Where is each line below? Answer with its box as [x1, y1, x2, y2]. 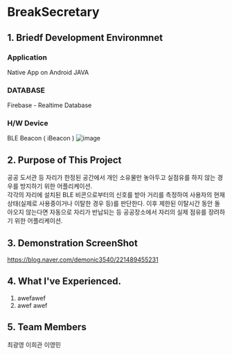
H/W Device [7, 118, 48, 128]
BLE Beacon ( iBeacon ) [7, 134, 75, 143]
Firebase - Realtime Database [7, 101, 92, 109]
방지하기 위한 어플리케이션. [19, 182, 93, 190]
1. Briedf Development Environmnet [7, 32, 163, 44]
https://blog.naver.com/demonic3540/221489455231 [7, 255, 159, 264]
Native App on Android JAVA [7, 68, 89, 76]
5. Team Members [7, 321, 87, 333]
